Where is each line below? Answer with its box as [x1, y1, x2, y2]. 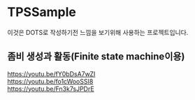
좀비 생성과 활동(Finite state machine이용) [7, 50, 185, 63]
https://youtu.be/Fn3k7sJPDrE [7, 85, 94, 93]
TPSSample [7, 4, 77, 20]
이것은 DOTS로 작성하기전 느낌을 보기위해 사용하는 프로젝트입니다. [7, 28, 189, 36]
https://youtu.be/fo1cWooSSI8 [7, 77, 94, 85]
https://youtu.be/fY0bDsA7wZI [7, 69, 96, 78]
